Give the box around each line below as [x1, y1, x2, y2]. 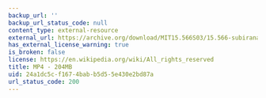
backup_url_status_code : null [8, 19, 108, 27]
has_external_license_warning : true [8, 41, 129, 49]
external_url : [8, 33, 55, 42]
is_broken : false [8, 48, 66, 56]
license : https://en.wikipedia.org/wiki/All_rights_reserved [8, 56, 215, 64]
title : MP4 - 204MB [8, 63, 73, 71]
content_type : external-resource [8, 26, 119, 34]
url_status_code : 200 [8, 77, 80, 85]
